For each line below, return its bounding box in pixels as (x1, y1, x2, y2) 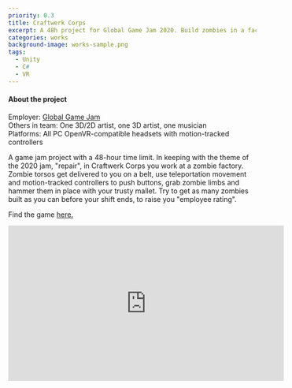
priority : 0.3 (8, 11, 55, 20)
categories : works (8, 33, 68, 42)
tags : (8, 48, 26, 56)
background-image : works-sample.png (8, 41, 128, 49)
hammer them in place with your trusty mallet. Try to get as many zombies (8, 186, 249, 196)
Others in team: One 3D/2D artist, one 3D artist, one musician (8, 120, 207, 130)
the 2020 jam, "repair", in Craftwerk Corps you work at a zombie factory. (8, 161, 244, 170)
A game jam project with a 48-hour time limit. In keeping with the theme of (8, 152, 249, 162)
